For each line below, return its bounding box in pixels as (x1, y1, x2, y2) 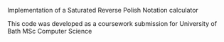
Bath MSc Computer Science (7, 27, 92, 35)
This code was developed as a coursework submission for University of (7, 20, 218, 27)
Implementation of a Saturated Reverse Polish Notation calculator (7, 6, 199, 14)
